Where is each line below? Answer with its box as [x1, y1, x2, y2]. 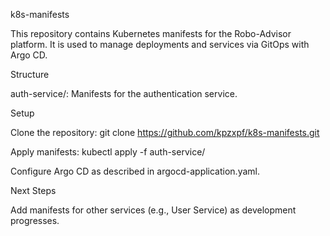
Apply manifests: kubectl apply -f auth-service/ [10, 146, 206, 158]
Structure [10, 69, 50, 80]
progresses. [10, 215, 60, 226]
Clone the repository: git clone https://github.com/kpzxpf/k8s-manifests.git [10, 127, 320, 138]
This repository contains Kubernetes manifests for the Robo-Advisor [10, 28, 292, 39]
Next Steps [10, 185, 57, 196]
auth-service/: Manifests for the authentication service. [10, 88, 238, 99]
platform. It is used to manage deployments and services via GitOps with [10, 39, 310, 50]
